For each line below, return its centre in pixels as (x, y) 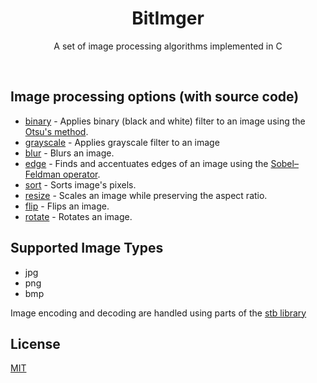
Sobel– (284, 163)
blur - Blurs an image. (69, 153)
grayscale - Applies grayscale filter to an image (122, 142)
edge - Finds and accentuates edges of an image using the (146, 163)
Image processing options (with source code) (155, 97)
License (35, 343)
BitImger (168, 18)
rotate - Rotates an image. (78, 216)
